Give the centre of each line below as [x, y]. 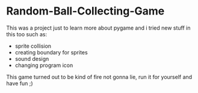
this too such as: [26, 34]
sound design [32, 59]
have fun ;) [20, 83]
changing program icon [44, 65]
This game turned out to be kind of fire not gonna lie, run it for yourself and [99, 77]
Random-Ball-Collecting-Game [85, 11]
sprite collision [33, 46]
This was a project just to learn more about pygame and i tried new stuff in [98, 28]
